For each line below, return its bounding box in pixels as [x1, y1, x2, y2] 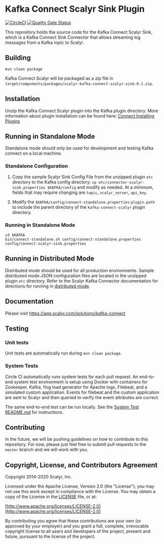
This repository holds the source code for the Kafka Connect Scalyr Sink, [5, 29, 153, 35]
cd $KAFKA [5, 233, 25, 237]
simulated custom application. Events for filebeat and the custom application [5, 389, 160, 395]
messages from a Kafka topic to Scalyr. [5, 39, 84, 45]
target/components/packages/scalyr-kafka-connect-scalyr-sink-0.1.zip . [5, 80, 153, 86]
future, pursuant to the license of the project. [5, 534, 96, 540]
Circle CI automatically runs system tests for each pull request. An [5, 374, 139, 379]
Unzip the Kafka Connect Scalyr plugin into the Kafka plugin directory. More [5, 108, 158, 114]
